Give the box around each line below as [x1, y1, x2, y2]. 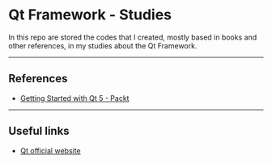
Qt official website [19, 145, 81, 155]
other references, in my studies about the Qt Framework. [8, 40, 198, 50]
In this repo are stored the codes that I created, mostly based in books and [8, 32, 257, 42]
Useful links [8, 124, 70, 138]
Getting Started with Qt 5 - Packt [19, 93, 130, 102]
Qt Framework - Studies [8, 6, 172, 24]
